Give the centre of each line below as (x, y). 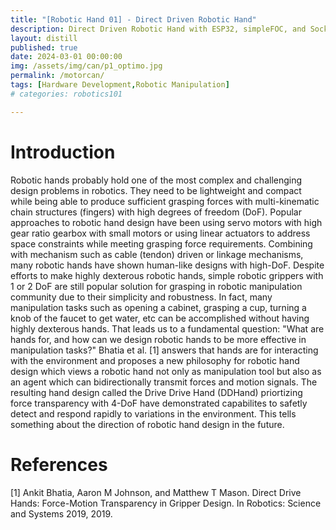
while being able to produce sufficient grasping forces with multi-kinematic (165, 201)
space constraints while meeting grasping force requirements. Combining (161, 243)
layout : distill (44, 38)
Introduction (63, 152)
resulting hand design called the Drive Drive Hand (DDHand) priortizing (156, 392)
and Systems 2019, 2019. (61, 513)
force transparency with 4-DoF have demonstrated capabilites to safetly (159, 403)
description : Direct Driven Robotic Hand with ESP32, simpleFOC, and (158, 29)
